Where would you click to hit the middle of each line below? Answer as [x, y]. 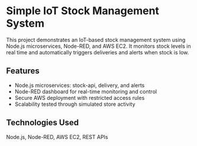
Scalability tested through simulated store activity [75, 104]
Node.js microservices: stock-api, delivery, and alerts [80, 85]
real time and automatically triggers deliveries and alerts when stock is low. [98, 52]
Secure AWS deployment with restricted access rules [80, 98]
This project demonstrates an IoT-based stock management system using [96, 40]
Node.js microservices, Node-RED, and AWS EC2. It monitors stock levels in [98, 46]
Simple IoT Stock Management [83, 11]
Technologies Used [42, 123]
